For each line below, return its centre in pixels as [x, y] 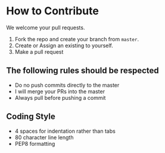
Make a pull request [39, 51]
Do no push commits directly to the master [67, 85]
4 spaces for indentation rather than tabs [65, 131]
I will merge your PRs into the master [60, 91]
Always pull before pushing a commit [60, 97]
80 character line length [44, 137]
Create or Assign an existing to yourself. [64, 45]
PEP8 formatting [35, 143]
